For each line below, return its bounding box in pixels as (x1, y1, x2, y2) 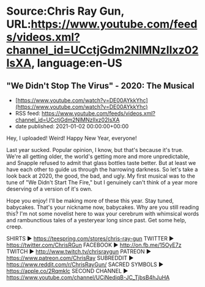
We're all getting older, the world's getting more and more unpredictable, (6, 153, 190, 160)
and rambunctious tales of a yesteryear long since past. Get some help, (6, 217, 187, 223)
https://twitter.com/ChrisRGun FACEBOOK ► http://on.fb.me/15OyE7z (6, 241, 182, 249)
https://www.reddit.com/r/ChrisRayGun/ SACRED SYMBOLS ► (6, 261, 164, 268)
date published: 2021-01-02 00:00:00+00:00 (15, 123, 129, 129)
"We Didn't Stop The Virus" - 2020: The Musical (6, 81, 195, 91)
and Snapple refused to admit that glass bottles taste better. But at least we (6, 159, 196, 166)
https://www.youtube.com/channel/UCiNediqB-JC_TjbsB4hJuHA (6, 274, 170, 281)
